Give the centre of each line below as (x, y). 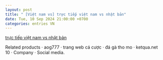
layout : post (19, 10)
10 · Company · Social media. (35, 53)
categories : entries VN (30, 24)
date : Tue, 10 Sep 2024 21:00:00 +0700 (47, 19)
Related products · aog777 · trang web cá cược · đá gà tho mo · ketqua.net (82, 47)
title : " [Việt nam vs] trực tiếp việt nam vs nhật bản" (66, 14)
